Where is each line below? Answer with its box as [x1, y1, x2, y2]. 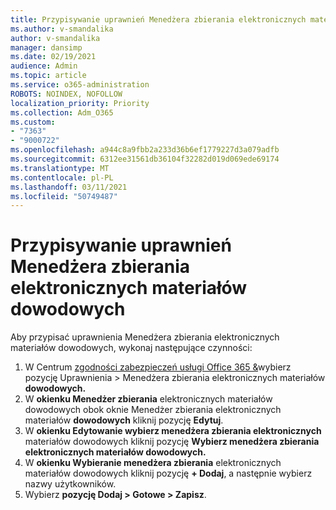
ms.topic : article [10, 71, 87, 81]
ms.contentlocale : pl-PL [10, 172, 114, 183]
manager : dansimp [10, 42, 83, 53]
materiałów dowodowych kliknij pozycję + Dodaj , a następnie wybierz [24, 467, 313, 480]
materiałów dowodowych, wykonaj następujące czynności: [10, 342, 253, 354]
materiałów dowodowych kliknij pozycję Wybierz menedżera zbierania [24, 436, 320, 448]
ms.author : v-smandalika [10, 24, 114, 34]
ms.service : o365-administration [10, 80, 150, 90]
